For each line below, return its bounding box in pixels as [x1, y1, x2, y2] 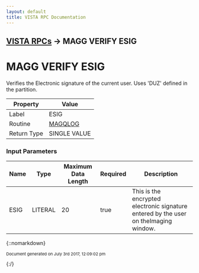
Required [100, 170, 127, 178]
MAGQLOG [49, 119, 80, 128]
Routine [9, 119, 31, 128]
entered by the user [132, 209, 187, 218]
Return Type [9, 129, 43, 137]
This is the [132, 188, 161, 196]
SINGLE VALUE [49, 129, 91, 137]
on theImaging [132, 217, 172, 226]
